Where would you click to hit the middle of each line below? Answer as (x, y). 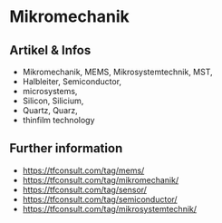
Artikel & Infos (50, 50)
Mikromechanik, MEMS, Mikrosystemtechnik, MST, (117, 72)
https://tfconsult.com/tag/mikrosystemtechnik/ (110, 208)
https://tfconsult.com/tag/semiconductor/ (100, 199)
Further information (66, 148)
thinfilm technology (58, 120)
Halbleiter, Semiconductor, (72, 82)
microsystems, (50, 91)
